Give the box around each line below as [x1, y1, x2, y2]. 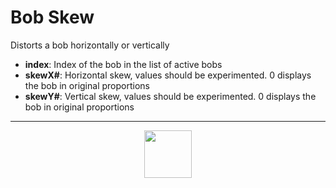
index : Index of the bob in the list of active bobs [24, 58, 223, 70]
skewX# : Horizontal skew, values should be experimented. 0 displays [24, 69, 312, 81]
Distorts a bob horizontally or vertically [10, 39, 170, 51]
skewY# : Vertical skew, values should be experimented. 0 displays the [24, 90, 317, 102]
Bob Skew [10, 6, 95, 29]
